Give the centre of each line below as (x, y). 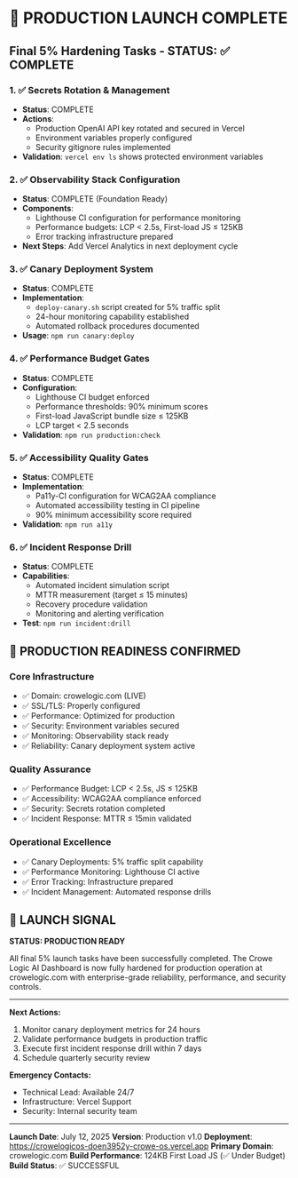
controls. (25, 987)
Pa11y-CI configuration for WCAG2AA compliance (125, 496)
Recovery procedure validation (91, 604)
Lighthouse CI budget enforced (92, 397)
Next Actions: (35, 1013)
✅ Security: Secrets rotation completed (94, 808)
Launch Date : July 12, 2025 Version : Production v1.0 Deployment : (131, 1137)
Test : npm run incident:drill (76, 623)
